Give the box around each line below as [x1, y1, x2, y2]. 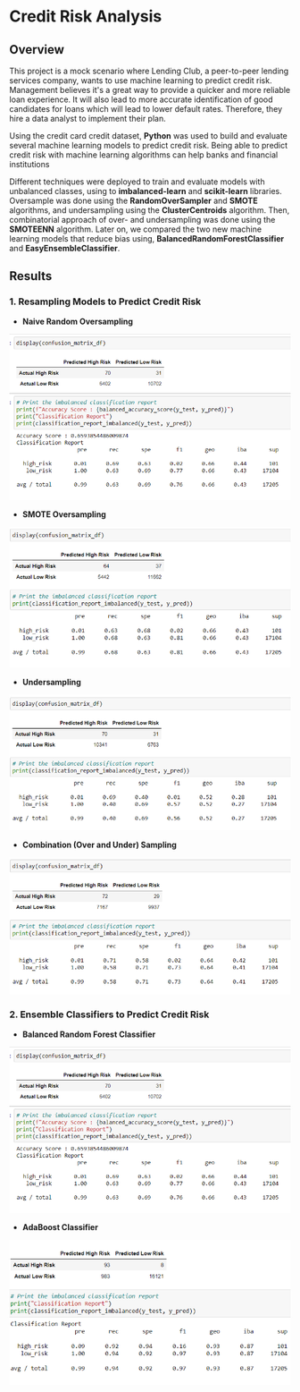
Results [9, 268, 53, 284]
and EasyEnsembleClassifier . [9, 243, 121, 253]
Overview [9, 42, 65, 57]
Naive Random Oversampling [21, 316, 134, 327]
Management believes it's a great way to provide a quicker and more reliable [9, 85, 291, 95]
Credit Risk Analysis [9, 6, 162, 27]
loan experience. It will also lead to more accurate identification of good [9, 94, 274, 105]
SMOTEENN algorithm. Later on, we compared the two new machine [9, 224, 262, 234]
